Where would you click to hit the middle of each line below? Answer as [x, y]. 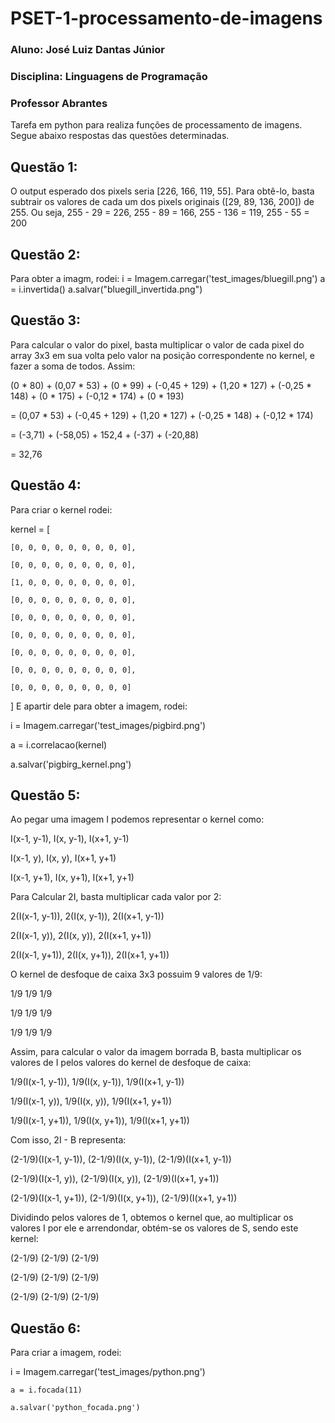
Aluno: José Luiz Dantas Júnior [88, 50]
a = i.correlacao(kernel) [59, 744]
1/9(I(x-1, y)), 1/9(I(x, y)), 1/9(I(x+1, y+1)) [91, 1101]
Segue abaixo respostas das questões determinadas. [120, 136]
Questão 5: [45, 795]
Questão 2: [45, 254]
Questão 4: [46, 485]
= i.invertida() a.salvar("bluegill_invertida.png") [106, 289]
